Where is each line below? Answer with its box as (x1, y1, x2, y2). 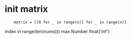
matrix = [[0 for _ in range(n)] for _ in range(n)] (14, 20, 127, 25)
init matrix (5, 3, 48, 15)
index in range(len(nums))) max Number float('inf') (5, 28, 110, 34)
